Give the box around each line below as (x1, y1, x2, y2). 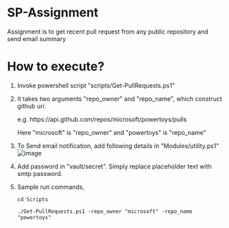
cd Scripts (16, 196, 49, 203)
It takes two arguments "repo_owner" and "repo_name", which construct (16, 94, 223, 103)
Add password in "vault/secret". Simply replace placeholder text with (16, 162, 213, 170)
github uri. (16, 101, 47, 110)
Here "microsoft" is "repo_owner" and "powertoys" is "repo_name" (16, 128, 207, 136)
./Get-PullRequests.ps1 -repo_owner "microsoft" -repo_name (16, 207, 193, 215)
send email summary (7, 34, 67, 42)
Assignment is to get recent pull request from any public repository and (7, 27, 208, 36)
